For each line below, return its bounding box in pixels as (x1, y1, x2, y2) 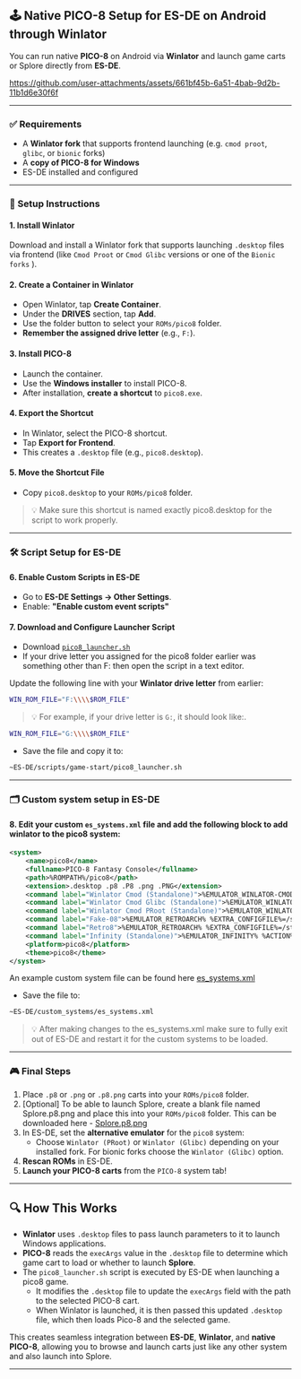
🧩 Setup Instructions (9, 197, 100, 210)
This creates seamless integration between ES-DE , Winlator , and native (9, 1331, 276, 1343)
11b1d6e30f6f (9, 87, 59, 98)
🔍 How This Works (9, 1201, 118, 1216)
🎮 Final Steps (9, 1065, 72, 1078)
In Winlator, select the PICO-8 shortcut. (21, 428, 168, 438)
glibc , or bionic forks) (21, 148, 106, 159)
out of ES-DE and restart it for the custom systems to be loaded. (30, 1034, 269, 1045)
